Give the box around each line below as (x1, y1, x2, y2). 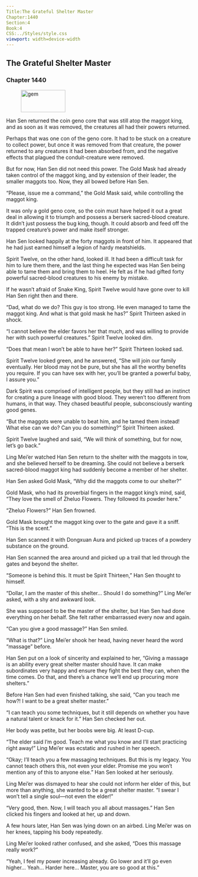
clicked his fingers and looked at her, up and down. (6, 811, 131, 818)
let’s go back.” (6, 441, 41, 449)
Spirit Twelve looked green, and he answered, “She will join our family (6, 357, 176, 364)
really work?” (6, 846, 38, 853)
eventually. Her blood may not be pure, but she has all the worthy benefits (6, 363, 186, 370)
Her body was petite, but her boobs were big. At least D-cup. (6, 726, 155, 733)
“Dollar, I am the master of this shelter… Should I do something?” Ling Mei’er (6, 589, 191, 596)
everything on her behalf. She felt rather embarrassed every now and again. (6, 614, 191, 621)
